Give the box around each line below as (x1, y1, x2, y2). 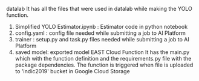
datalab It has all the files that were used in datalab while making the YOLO (6, 5, 192, 12)
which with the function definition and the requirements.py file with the (15, 55, 192, 62)
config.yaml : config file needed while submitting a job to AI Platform (15, 29, 186, 37)
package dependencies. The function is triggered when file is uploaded (15, 61, 194, 68)
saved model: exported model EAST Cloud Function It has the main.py (15, 49, 190, 56)
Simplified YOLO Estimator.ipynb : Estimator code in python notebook (15, 23, 188, 30)
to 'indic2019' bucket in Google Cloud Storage (15, 68, 130, 74)
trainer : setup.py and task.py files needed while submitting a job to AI (15, 36, 189, 43)
